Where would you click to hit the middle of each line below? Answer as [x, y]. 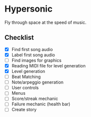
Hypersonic [29, 9]
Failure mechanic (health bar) [41, 104]
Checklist [19, 38]
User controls [25, 88]
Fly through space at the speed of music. [45, 22]
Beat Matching [26, 77]
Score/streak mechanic [35, 99]
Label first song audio [33, 55]
